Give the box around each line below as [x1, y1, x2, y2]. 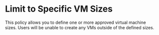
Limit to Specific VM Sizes [5, 3, 113, 15]
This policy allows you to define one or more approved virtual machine [5, 19, 146, 25]
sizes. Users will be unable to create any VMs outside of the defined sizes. [5, 24, 155, 30]
